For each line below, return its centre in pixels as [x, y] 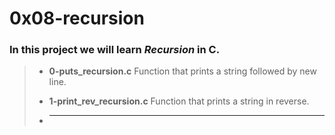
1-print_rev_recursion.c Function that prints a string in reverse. [179, 101]
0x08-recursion [77, 18]
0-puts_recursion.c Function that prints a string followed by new [182, 71]
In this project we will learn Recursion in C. [115, 50]
